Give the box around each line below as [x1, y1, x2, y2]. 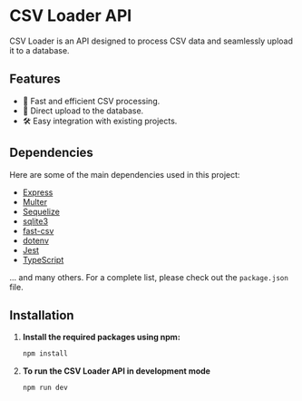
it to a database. [9, 44, 70, 55]
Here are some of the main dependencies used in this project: [9, 169, 240, 180]
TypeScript [22, 254, 64, 265]
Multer [22, 196, 48, 207]
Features [9, 72, 61, 87]
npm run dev [22, 383, 68, 393]
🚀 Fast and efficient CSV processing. [22, 95, 161, 106]
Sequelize [22, 206, 61, 217]
